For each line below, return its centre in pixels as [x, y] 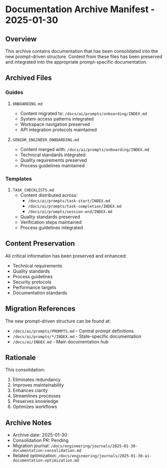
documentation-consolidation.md [47, 451]
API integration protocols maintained [59, 129]
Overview [21, 39]
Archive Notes [29, 422]
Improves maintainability [38, 385]
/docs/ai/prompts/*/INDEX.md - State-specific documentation [77, 336]
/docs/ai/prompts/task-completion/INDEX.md [75, 206]
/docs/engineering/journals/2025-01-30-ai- [105, 456]
